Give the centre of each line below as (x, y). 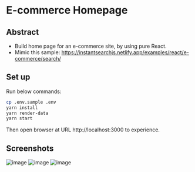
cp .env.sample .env (31, 102)
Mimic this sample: (37, 52)
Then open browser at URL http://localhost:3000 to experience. (83, 130)
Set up (18, 77)
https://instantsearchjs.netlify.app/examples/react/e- (125, 52)
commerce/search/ (38, 59)
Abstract (23, 32)
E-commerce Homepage (67, 10)
